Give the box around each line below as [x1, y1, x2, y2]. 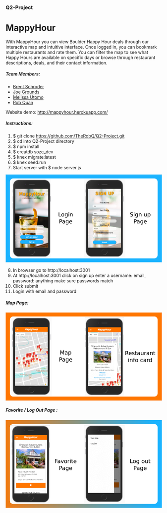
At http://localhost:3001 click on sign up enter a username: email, [12, 272, 146, 279]
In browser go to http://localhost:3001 [12, 267, 90, 273]
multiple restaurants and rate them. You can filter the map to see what [5, 49, 148, 55]
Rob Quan [12, 99, 34, 105]
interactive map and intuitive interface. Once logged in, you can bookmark [5, 44, 157, 50]
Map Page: [5, 300, 29, 306]
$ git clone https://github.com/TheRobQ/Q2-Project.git [12, 133, 125, 139]
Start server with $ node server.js [12, 164, 81, 170]
